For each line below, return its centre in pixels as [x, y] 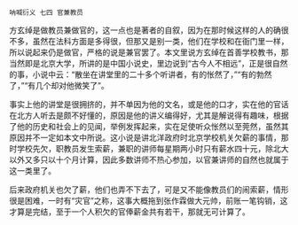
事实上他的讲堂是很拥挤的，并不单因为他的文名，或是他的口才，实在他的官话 [149, 104]
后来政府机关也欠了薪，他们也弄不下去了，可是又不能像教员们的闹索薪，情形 [149, 190]
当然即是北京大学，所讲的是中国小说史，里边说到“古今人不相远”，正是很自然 [149, 63]
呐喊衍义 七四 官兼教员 [47, 12]
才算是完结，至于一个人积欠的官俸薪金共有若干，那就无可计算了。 [129, 212]
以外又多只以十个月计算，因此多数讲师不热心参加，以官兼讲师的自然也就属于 [149, 159]
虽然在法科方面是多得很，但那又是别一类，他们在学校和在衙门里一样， [161, 41]
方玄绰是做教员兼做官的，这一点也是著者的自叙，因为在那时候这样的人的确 [145, 30]
